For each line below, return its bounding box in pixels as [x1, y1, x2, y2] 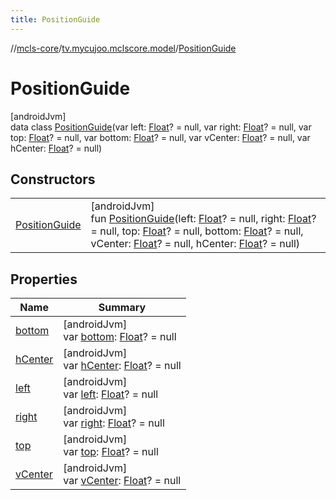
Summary [98, 301, 147, 315]
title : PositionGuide [10, 14, 101, 25]
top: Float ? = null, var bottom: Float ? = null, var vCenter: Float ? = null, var [10, 131, 311, 143]
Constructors [10, 171, 96, 188]
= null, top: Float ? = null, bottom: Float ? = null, [90, 224, 304, 238]
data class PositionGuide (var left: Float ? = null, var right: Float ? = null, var [10, 121, 312, 133]
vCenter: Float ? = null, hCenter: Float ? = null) [90, 237, 301, 251]
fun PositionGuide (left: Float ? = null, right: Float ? [90, 212, 317, 226]
